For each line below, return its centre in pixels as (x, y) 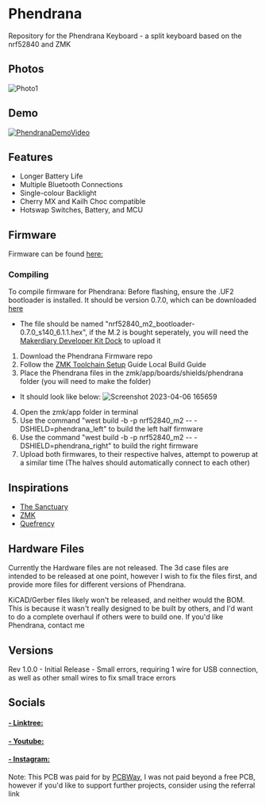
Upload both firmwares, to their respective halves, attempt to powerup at (139, 454)
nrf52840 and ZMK (40, 44)
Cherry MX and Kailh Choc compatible (83, 201)
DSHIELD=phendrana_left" (63, 429)
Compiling (29, 274)
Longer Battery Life (51, 176)
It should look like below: (60, 397)
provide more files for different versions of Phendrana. (97, 585)
